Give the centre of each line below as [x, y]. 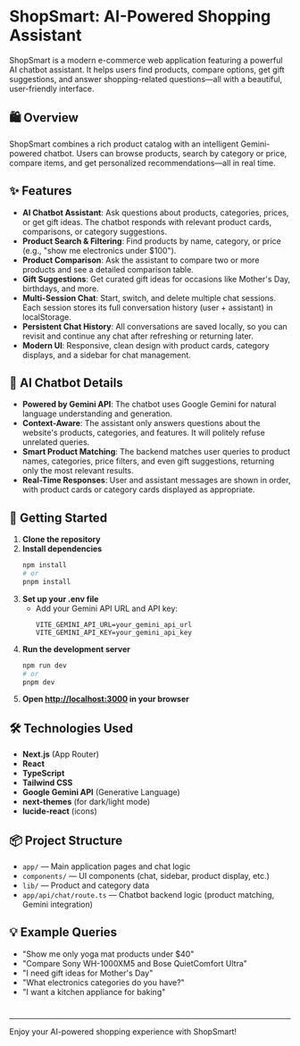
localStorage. [46, 317]
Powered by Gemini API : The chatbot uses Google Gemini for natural [149, 405]
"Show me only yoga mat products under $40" [108, 954]
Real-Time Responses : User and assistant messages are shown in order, [156, 481]
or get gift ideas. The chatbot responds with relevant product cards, [147, 222]
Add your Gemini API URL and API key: [107, 608]
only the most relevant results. [78, 471]
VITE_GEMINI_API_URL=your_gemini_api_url [113, 624]
